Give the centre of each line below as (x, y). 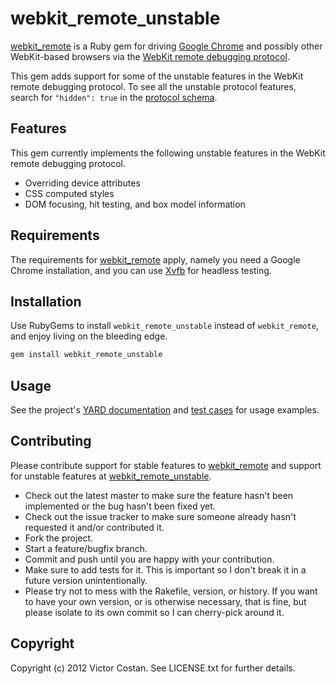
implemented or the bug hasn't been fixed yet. (120, 506)
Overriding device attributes (82, 183)
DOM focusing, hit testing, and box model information (135, 204)
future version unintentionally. (86, 580)
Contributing (51, 441)
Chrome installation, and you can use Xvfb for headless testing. (141, 270)
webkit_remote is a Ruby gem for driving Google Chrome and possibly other (166, 46)
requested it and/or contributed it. (94, 527)
